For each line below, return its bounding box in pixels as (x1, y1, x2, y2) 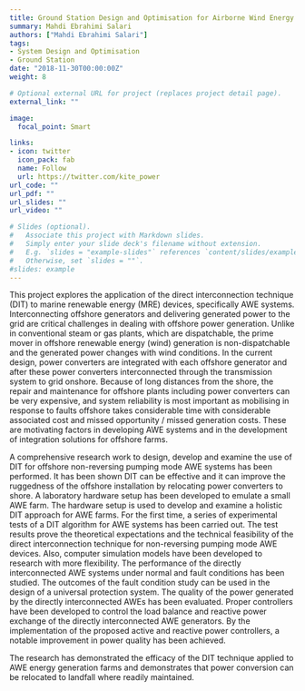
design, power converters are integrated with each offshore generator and (9, 357, 288, 368)
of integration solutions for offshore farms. (9, 434, 168, 445)
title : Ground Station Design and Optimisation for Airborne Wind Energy (9, 13, 295, 23)
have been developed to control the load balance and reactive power (9, 606, 268, 617)
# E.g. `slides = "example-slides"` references (9, 247, 202, 257)
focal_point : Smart (17, 122, 92, 132)
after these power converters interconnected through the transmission (9, 367, 272, 378)
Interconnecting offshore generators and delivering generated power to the (9, 309, 290, 320)
